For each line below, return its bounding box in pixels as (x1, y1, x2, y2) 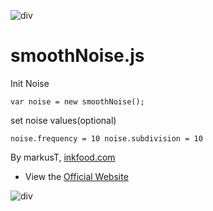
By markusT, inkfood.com (10, 151, 116, 163)
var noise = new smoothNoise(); (10, 96, 145, 107)
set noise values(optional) (10, 114, 117, 126)
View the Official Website (24, 170, 129, 182)
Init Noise (10, 77, 50, 89)
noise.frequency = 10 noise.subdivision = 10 (10, 133, 203, 144)
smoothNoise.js (10, 45, 145, 67)
